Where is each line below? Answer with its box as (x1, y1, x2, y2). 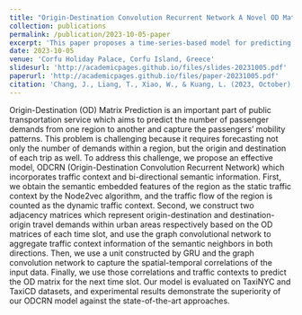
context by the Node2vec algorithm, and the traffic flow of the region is (9, 190, 273, 201)
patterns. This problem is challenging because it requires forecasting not (9, 133, 279, 144)
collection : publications (9, 22, 106, 31)
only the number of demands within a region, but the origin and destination (9, 143, 287, 153)
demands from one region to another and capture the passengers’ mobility (9, 123, 286, 135)
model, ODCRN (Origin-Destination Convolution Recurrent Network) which (9, 162, 285, 172)
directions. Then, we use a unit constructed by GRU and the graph (9, 248, 254, 258)
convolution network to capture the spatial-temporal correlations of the (9, 257, 272, 267)
